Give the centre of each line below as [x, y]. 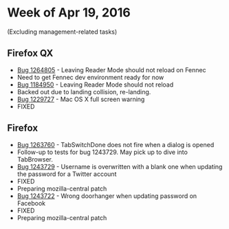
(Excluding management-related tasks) [62, 32]
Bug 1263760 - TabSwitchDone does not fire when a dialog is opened [116, 144]
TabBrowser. [35, 159]
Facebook [31, 203]
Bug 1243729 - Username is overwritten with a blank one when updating [120, 166]
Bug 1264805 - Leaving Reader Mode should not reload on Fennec [111, 69]
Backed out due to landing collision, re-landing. [84, 91]
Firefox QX [30, 53]
